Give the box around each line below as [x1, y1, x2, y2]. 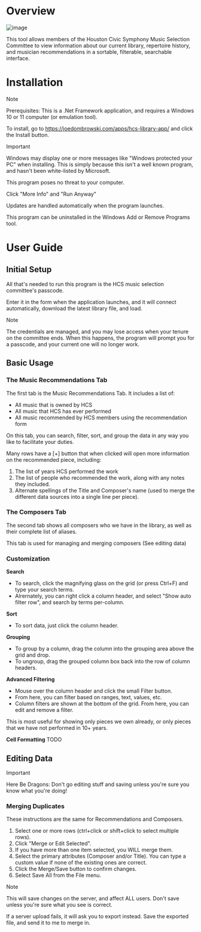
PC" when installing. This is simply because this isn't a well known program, [6, 160, 193, 168]
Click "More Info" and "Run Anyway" [6, 190, 97, 197]
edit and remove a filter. [14, 706, 74, 714]
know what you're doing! [6, 787, 68, 794]
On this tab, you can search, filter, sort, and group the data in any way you [6, 432, 189, 439]
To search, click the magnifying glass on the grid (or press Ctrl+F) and [14, 580, 188, 587]
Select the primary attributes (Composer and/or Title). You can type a [14, 852, 187, 860]
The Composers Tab [6, 508, 67, 516]
